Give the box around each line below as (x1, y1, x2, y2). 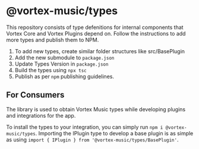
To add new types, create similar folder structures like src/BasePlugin (14, 47, 185, 54)
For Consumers (6, 90, 65, 100)
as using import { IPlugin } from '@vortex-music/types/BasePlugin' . (6, 136, 179, 143)
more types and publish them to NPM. (6, 36, 99, 43)
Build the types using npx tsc (14, 66, 87, 73)
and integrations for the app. (6, 112, 76, 119)
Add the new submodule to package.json (14, 54, 115, 61)
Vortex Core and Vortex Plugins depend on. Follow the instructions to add (6, 30, 186, 37)
